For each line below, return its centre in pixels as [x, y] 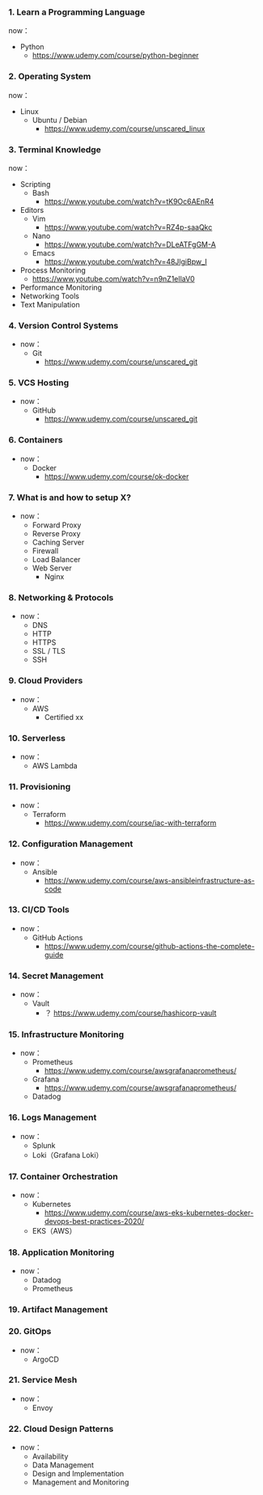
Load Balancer [56, 560]
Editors [32, 210]
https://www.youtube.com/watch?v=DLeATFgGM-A [130, 244]
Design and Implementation [78, 1474]
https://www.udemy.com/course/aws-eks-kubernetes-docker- [149, 1213]
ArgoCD [45, 1359]
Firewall [45, 551]
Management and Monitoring [81, 1482]
